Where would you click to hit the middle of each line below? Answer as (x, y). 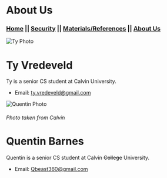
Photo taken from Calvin (36, 117)
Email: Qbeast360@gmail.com (51, 169)
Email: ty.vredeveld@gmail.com (53, 93)
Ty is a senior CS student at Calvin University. (61, 81)
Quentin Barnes (45, 141)
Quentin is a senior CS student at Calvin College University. (78, 157)
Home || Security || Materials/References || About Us (83, 29)
